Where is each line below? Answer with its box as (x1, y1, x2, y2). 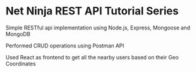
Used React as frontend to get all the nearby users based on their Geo (5, 53, 179, 61)
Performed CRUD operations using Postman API (5, 42, 124, 49)
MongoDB (5, 30, 31, 37)
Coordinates (5, 60, 37, 67)
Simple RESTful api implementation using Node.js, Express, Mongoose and (5, 24, 190, 31)
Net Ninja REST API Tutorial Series (5, 4, 179, 18)
